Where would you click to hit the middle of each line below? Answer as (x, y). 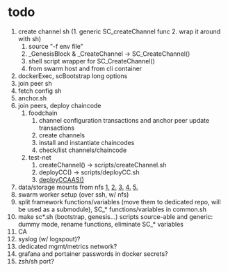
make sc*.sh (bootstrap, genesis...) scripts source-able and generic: (115, 216)
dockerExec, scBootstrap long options (73, 76)
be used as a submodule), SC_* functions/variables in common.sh (112, 209)
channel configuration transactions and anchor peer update (124, 120)
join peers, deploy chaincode (59, 105)
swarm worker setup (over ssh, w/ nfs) (73, 194)
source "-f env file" (56, 46)
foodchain (43, 113)
